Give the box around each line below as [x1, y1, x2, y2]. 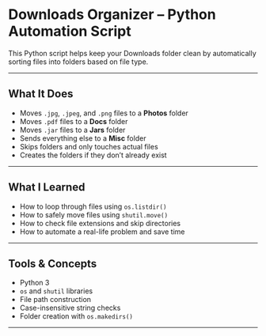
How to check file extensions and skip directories [19, 218, 181, 228]
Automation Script [8, 22, 132, 40]
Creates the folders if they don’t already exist [19, 150, 168, 160]
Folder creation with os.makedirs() [19, 311, 133, 321]
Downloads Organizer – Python [8, 6, 216, 24]
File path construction [19, 295, 92, 304]
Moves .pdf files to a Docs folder [19, 116, 128, 126]
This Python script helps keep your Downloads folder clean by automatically [8, 48, 256, 58]
